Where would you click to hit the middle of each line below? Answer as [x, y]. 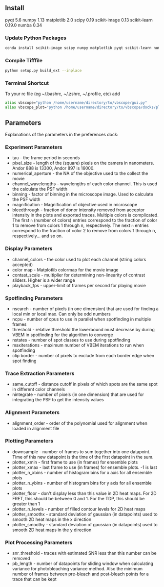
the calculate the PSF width [40, 189]
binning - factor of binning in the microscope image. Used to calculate [83, 194]
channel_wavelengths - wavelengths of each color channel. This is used [85, 184]
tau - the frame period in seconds [46, 158]
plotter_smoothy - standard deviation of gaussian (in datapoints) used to [85, 524]
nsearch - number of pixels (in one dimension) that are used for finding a [85, 309]
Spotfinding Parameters [34, 298]
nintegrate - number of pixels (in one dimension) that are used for [78, 394]
